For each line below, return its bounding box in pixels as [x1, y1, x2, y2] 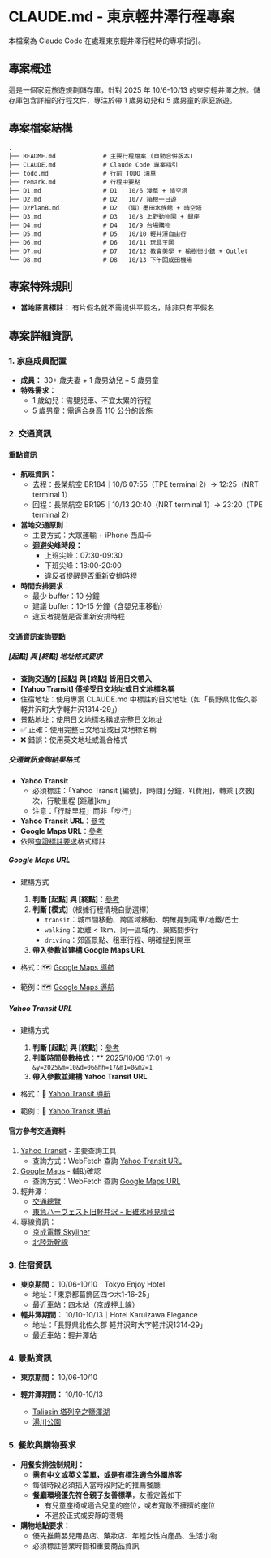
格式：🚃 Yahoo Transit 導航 [19, 1088, 111, 1098]
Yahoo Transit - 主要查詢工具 [19, 1145, 117, 1155]
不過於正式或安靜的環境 [44, 1510, 123, 1520]
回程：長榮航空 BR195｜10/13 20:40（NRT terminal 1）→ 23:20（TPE [32, 500, 264, 510]
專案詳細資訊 [8, 328, 73, 342]
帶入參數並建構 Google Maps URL [32, 944, 146, 955]
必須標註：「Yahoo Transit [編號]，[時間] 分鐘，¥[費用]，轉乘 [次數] [32, 785, 256, 795]
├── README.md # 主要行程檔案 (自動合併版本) [8, 152, 194, 160]
